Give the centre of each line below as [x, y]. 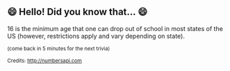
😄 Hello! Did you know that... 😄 [77, 12]
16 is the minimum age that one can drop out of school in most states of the [115, 28]
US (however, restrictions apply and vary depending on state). [96, 36]
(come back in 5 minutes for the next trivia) [58, 48]
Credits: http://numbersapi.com [44, 61]
